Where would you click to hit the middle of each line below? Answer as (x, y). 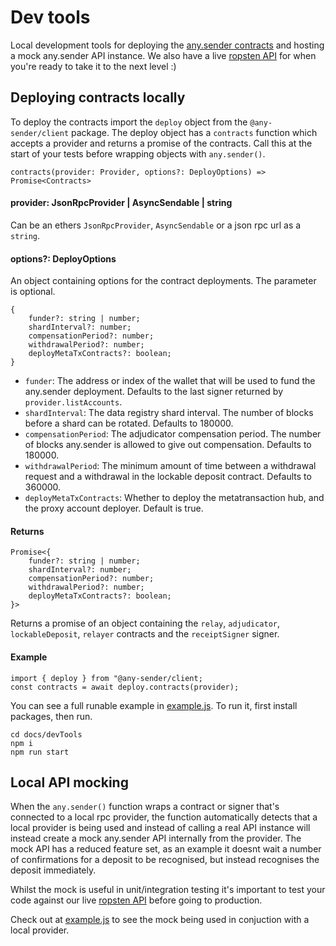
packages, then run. (51, 716)
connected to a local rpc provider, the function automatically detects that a (164, 817)
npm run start (40, 752)
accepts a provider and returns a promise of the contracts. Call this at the (161, 143)
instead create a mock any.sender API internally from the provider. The (156, 838)
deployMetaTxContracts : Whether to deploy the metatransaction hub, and (174, 498)
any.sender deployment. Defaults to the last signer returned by (154, 392)
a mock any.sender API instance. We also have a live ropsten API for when (163, 55)
